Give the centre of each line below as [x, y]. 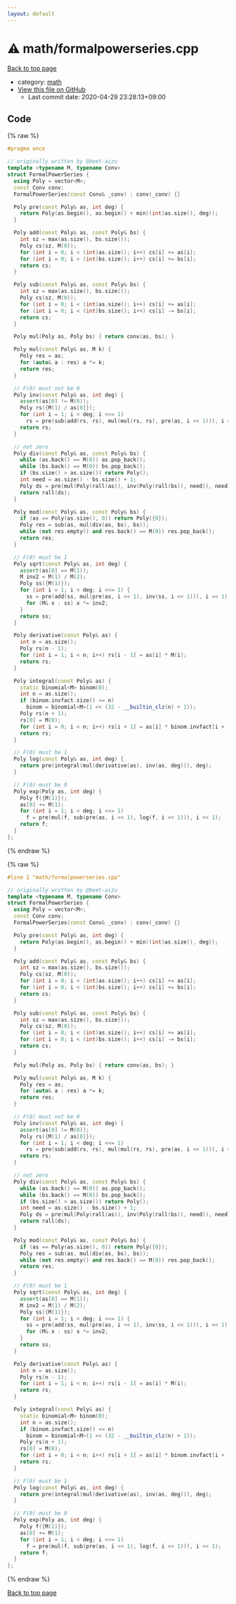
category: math [39, 82]
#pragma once [26, 149]
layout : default [31, 14]
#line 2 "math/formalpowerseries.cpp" [64, 877]
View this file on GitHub [52, 89]
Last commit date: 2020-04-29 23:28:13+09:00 [97, 96]
